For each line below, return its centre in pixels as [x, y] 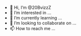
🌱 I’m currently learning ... [36, 18]
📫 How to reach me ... [32, 28]
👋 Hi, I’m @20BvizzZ [30, 8]
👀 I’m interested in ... [30, 13]
